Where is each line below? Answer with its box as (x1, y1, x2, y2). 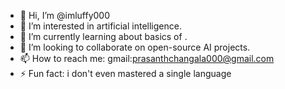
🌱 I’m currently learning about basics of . (19, 31, 188, 42)
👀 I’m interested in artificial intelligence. (19, 20, 182, 32)
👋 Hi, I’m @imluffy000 (19, 10, 111, 21)
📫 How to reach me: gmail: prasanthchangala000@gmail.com (19, 53, 275, 64)
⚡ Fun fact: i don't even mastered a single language (19, 68, 232, 79)
